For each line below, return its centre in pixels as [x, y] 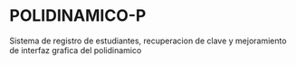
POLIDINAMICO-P [78, 16]
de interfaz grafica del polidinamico [76, 50]
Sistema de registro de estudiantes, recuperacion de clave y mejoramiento [148, 41]
